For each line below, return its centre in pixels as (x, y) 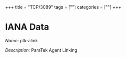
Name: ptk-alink (22, 40)
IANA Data (27, 27)
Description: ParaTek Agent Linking (41, 50)
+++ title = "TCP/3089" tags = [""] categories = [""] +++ (63, 7)
